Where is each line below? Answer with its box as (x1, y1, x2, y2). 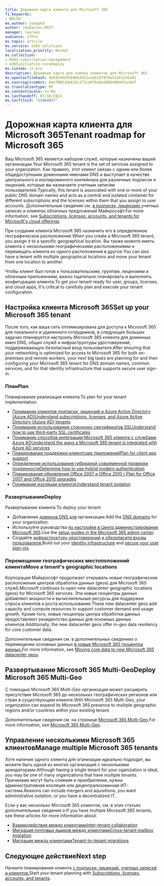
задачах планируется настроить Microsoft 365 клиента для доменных (5, 334, 151, 340)
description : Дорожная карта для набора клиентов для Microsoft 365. (5, 71, 150, 76)
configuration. (5, 289, 33, 295)
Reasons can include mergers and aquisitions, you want (23, 788, 136, 794)
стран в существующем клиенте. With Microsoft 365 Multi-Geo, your (5, 697, 145, 703)
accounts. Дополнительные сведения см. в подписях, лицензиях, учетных (5, 203, 159, 209)
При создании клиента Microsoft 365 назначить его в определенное (5, 228, 147, 234)
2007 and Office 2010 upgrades (12, 476, 77, 482)
